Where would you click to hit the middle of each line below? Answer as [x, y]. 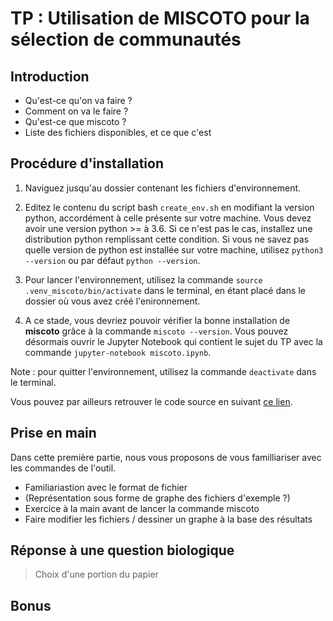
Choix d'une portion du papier [96, 574]
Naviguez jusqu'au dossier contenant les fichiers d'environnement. [163, 188]
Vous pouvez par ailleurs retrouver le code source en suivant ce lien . [151, 401]
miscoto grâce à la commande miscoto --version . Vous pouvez [156, 331]
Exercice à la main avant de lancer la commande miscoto [142, 508]
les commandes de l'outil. [63, 468]
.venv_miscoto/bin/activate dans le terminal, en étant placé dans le [165, 290]
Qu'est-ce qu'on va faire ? [78, 100]
